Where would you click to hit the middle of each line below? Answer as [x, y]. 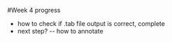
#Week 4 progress [34, 10]
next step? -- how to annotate [60, 31]
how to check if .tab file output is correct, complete [91, 23]
